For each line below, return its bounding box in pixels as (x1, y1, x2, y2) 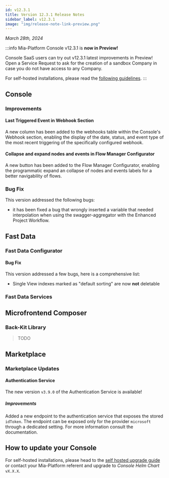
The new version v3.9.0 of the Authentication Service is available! (5, 389, 142, 395)
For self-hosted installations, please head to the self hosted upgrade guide (5, 457, 160, 463)
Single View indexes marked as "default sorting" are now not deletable (12, 280, 160, 286)
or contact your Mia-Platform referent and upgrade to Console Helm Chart (5, 462, 160, 468)
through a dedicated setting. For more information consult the (5, 424, 134, 430)
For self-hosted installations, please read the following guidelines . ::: (5, 75, 147, 81)
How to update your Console (5, 444, 97, 452)
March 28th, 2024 (5, 35, 43, 41)
